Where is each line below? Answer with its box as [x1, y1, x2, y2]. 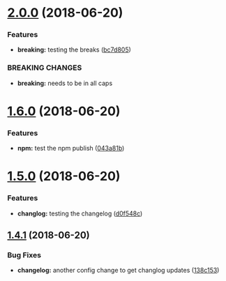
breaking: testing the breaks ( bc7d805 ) [17, 45, 131, 54]
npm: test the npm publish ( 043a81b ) [17, 144, 125, 153]
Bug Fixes [7, 250, 42, 260]
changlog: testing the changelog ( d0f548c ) [17, 209, 143, 218]
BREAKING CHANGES [7, 63, 82, 73]
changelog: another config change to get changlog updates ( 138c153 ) [17, 266, 220, 275]
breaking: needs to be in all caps [17, 79, 113, 87]
